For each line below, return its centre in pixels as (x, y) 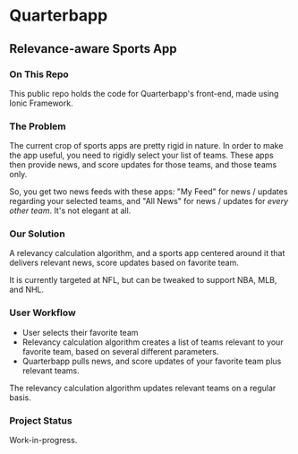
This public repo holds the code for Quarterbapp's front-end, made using (144, 93)
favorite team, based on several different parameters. (120, 351)
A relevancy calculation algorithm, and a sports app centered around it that (147, 253)
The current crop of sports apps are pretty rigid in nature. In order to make (146, 146)
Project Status (41, 420)
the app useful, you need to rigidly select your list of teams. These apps (142, 155)
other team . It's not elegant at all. (70, 210)
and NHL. (27, 290)
